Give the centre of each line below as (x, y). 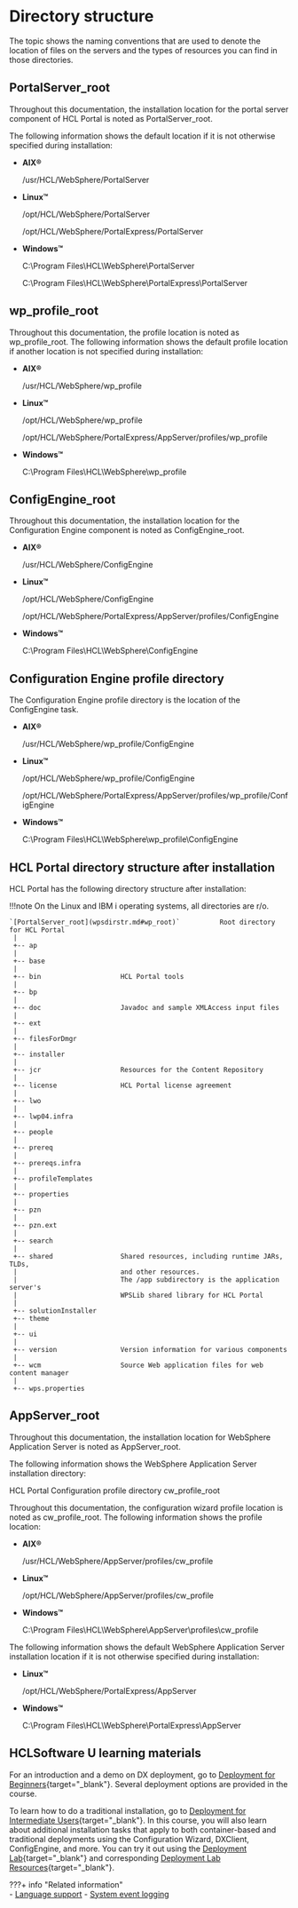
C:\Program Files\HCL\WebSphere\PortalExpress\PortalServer (135, 282)
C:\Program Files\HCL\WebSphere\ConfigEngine (110, 651)
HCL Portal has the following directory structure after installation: (128, 889)
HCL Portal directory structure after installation (142, 867)
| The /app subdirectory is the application (146, 1280)
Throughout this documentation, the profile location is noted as (124, 332)
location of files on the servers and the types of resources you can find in (143, 50)
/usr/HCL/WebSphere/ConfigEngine (87, 565)
